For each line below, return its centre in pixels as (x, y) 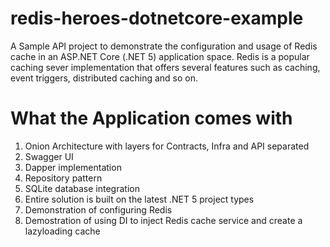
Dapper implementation (73, 167)
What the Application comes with (151, 118)
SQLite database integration (82, 188)
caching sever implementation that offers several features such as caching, (165, 67)
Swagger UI (49, 156)
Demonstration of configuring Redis (98, 209)
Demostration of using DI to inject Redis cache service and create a (163, 220)
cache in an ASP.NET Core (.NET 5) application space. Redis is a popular (160, 56)
